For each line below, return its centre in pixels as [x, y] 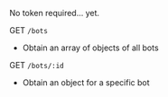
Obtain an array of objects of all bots [91, 48]
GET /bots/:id [37, 65]
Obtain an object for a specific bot [86, 83]
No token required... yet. [55, 13]
